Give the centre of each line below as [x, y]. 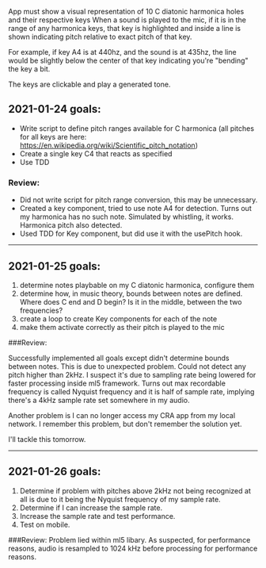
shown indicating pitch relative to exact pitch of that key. [100, 36]
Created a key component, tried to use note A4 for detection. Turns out [135, 209]
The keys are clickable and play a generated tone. [89, 84]
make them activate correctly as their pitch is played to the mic [122, 327]
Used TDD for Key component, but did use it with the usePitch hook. [131, 234]
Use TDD [34, 162]
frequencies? [41, 310]
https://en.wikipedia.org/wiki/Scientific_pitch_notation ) [108, 145]
